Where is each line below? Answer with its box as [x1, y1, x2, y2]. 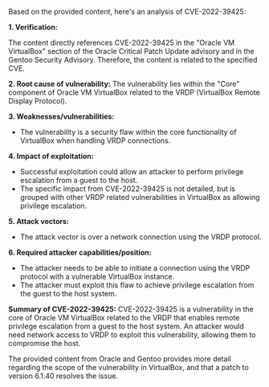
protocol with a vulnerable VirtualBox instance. [19, 272, 175, 281]
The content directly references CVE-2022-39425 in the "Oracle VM [8, 38, 235, 47]
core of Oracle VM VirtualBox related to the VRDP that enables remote [8, 313, 240, 322]
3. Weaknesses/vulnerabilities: [8, 112, 115, 121]
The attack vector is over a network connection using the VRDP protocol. [19, 232, 262, 242]
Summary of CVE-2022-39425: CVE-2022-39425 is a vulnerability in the [8, 304, 255, 314]
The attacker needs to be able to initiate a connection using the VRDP [19, 263, 251, 272]
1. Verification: [8, 22, 58, 31]
